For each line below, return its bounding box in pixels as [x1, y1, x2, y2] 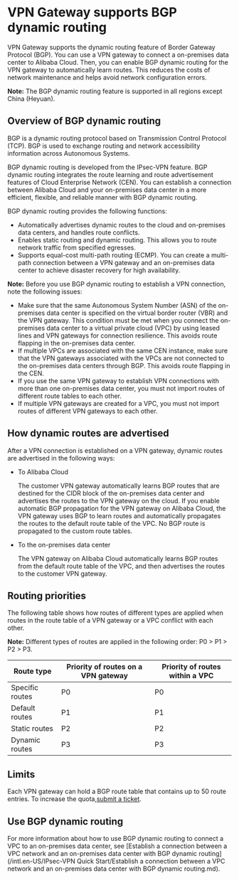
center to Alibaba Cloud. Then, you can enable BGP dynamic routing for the [7, 58, 229, 66]
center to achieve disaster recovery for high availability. [17, 266, 181, 274]
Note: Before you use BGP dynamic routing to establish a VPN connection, [7, 279, 226, 288]
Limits [7, 768, 36, 780]
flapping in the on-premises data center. [17, 338, 136, 347]
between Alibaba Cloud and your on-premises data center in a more [7, 186, 207, 194]
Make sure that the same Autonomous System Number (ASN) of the [17, 301, 217, 309]
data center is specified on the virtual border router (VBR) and [46, 308, 228, 317]
